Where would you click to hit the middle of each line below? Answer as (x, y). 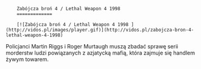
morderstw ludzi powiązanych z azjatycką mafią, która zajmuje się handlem (100, 53)
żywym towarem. (27, 59)
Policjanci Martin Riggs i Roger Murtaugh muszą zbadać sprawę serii (92, 46)
